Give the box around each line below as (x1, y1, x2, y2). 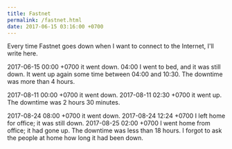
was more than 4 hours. (7, 78, 75, 86)
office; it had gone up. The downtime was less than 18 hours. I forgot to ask (7, 126, 222, 135)
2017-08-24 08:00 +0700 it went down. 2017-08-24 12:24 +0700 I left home (7, 112, 226, 120)
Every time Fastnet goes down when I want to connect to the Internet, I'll (7, 42, 215, 51)
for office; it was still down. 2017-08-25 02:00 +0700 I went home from (7, 119, 211, 128)
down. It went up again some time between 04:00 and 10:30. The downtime (7, 70, 223, 78)
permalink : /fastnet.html (7, 17, 82, 24)
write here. (7, 49, 38, 58)
